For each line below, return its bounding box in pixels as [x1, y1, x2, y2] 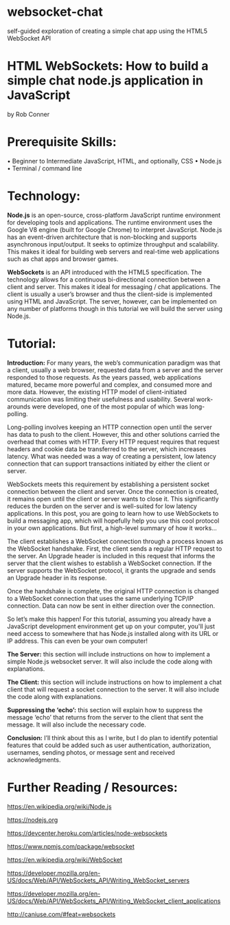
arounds [7, 402, 31, 411]
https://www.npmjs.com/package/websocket [7, 842, 135, 850]
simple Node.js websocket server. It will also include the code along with [7, 657, 213, 665]
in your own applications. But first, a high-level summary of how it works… [7, 523, 218, 532]
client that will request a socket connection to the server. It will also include [7, 685, 220, 694]
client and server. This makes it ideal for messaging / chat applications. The [7, 282, 221, 290]
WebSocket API [7, 34, 51, 42]
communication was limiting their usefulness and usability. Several [7, 395, 195, 403]
